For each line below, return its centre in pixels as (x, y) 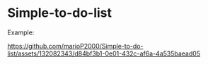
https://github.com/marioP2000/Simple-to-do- (75, 46)
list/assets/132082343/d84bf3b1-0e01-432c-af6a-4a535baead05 (104, 53)
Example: (21, 32)
